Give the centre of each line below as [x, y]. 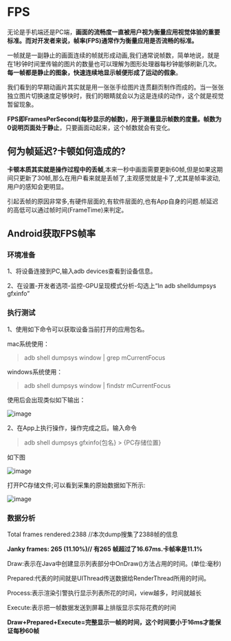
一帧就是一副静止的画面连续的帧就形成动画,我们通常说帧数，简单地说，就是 [113, 55]
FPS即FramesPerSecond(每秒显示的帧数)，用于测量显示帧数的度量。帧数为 [114, 119]
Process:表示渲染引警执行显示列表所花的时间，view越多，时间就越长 [104, 593]
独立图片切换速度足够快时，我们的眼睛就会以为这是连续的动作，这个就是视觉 [115, 95]
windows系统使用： [35, 372]
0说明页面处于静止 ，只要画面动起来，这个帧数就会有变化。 [90, 128]
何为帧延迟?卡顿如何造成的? [66, 151]
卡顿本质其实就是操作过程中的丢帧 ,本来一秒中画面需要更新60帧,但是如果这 [112, 169]
